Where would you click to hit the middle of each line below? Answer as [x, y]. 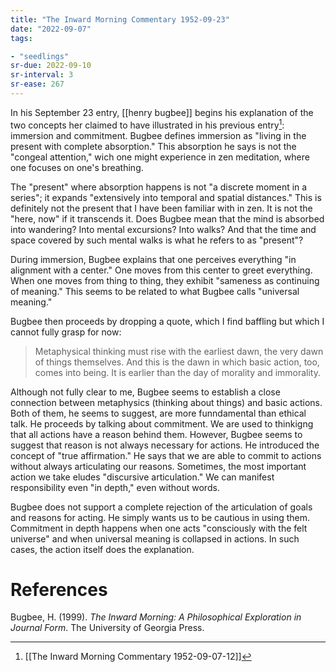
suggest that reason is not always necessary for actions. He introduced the [165, 445]
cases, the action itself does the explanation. [102, 549]
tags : [21, 38]
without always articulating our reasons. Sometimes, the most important [158, 466]
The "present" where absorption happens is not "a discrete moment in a [159, 187]
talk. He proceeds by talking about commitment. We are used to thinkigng [162, 423]
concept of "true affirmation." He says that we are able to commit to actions [166, 455]
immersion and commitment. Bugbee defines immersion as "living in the [158, 135]
